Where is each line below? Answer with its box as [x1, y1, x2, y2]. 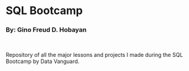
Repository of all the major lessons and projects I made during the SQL [5, 51, 184, 59]
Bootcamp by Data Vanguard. [5, 58, 80, 65]
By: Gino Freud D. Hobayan [5, 26, 87, 34]
